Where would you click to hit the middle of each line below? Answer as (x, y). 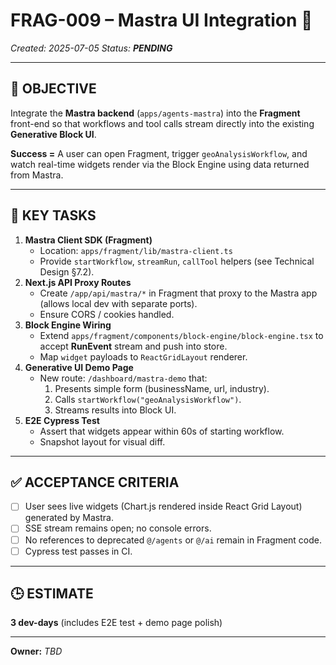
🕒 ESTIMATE (52, 594)
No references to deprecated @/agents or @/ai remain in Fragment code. (173, 540)
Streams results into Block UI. (115, 410)
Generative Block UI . (53, 134)
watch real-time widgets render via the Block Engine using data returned (160, 164)
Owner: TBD (36, 651)
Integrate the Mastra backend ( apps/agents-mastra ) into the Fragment (155, 113)
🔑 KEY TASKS (53, 215)
